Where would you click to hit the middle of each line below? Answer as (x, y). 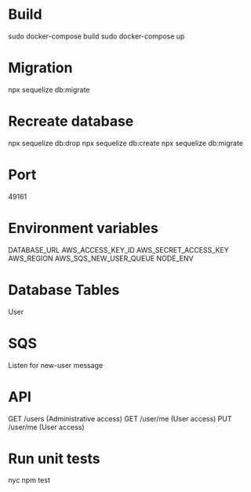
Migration (40, 68)
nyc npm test (29, 480)
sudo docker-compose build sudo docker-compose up (96, 36)
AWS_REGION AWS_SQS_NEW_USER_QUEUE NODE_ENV (101, 258)
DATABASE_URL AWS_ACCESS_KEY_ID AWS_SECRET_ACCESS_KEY (118, 250)
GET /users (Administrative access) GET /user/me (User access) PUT (120, 418)
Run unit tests (54, 459)
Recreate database (71, 121)
